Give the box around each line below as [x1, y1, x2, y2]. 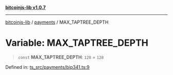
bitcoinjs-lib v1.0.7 [5, 5, 46, 10]
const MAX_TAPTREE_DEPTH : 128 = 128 [18, 54, 104, 60]
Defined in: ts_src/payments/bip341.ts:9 [5, 64, 90, 70]
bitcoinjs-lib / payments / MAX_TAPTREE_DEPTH [5, 19, 109, 25]
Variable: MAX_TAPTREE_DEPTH [5, 37, 148, 49]
